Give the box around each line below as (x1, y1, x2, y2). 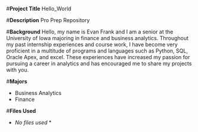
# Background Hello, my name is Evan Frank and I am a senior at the (6, 28, 174, 35)
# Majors (6, 78, 27, 85)
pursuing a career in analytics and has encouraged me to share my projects (6, 60, 192, 67)
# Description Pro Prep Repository (6, 17, 90, 23)
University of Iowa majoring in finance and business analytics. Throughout (6, 35, 189, 41)
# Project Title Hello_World (6, 5, 72, 12)
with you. (6, 66, 29, 73)
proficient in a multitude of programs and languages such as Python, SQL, (6, 47, 188, 54)
